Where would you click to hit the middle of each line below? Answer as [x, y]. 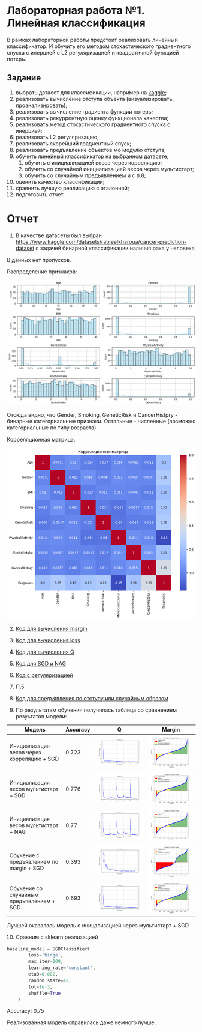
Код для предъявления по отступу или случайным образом [92, 698]
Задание [24, 78]
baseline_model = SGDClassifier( [49, 949]
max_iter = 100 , [46, 962]
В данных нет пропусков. [39, 260]
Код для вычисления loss [48, 640]
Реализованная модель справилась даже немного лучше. [82, 1022]
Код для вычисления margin [51, 628]
